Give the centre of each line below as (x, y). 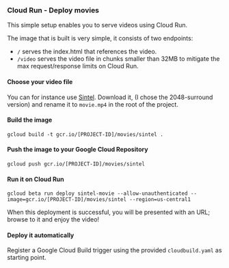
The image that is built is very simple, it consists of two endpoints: (100, 38)
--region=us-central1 (160, 200)
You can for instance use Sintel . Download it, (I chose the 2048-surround (110, 97)
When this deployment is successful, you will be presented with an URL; (109, 212)
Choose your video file (40, 81)
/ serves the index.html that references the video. (87, 52)
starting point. (27, 258)
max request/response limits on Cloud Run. (78, 66)
